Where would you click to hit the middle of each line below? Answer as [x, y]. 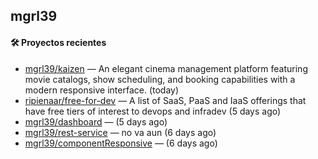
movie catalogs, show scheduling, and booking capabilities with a [160, 79]
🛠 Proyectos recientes [58, 42]
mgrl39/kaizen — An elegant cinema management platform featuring [166, 68]
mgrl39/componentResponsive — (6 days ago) [121, 143]
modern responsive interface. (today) [102, 90]
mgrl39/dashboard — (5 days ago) [96, 121]
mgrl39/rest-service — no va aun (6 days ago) [120, 132]
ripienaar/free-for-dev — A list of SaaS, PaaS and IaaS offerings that [165, 100]
